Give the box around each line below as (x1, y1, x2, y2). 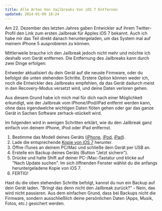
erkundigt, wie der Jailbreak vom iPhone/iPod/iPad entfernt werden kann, (5, 100, 151, 105)
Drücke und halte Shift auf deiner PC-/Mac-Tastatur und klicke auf (12, 155, 144, 160)
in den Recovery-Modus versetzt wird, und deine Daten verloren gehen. (5, 85, 148, 91)
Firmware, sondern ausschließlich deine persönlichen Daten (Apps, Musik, (5, 195, 153, 201)
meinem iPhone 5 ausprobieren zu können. (5, 40, 90, 46)
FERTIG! (12, 170, 29, 176)
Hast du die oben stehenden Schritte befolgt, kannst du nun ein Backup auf (5, 179, 155, 185)
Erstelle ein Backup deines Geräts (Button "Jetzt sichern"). (12, 149, 129, 156)
